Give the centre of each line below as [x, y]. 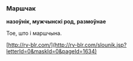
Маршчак [21, 8]
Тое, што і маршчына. [34, 33]
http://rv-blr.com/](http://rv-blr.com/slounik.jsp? [67, 45]
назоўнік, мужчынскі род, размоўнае [56, 22]
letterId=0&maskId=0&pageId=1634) [52, 51]
